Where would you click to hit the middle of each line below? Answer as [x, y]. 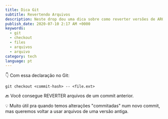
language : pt [19, 61]
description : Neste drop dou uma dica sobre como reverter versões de [80, 19]
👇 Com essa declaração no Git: [37, 75]
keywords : [15, 28]
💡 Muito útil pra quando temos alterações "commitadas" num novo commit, [83, 106]
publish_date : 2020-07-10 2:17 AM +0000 [48, 24]
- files [18, 42]
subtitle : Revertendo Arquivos [38, 14]
